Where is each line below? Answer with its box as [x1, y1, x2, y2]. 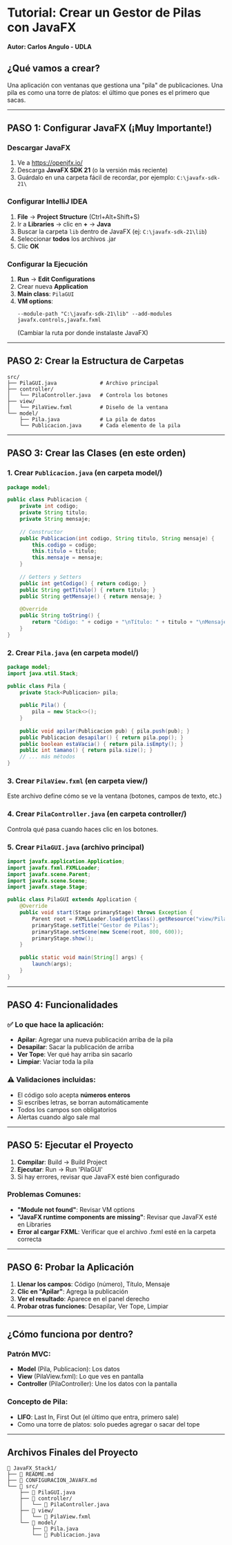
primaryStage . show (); [32, 935, 95, 942]
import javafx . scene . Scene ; [7, 877, 88, 884]
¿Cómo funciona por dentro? [7, 1328, 133, 1341]
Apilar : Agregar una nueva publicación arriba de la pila [17, 1035, 173, 1044]
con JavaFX [7, 19, 77, 35]
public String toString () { [19, 612, 100, 619]
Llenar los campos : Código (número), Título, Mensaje [17, 1280, 171, 1288]
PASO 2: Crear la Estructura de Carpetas [7, 355, 184, 367]
